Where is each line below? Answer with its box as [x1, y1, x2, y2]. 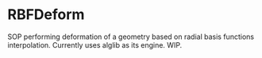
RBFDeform [7, 6, 85, 24]
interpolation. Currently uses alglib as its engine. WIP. [7, 40, 183, 49]
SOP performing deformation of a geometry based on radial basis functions [7, 32, 255, 41]
